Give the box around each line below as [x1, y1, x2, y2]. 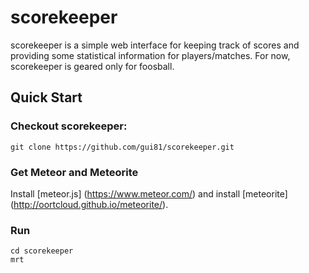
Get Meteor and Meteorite [10, 165, 139, 179]
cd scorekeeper [10, 246, 74, 256]
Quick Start [10, 89, 83, 106]
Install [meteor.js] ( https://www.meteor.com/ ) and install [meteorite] [10, 187, 288, 200]
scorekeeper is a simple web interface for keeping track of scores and [10, 39, 300, 51]
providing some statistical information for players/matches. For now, [10, 49, 291, 61]
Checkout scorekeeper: [10, 119, 128, 133]
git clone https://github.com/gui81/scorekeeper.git [10, 142, 235, 152]
